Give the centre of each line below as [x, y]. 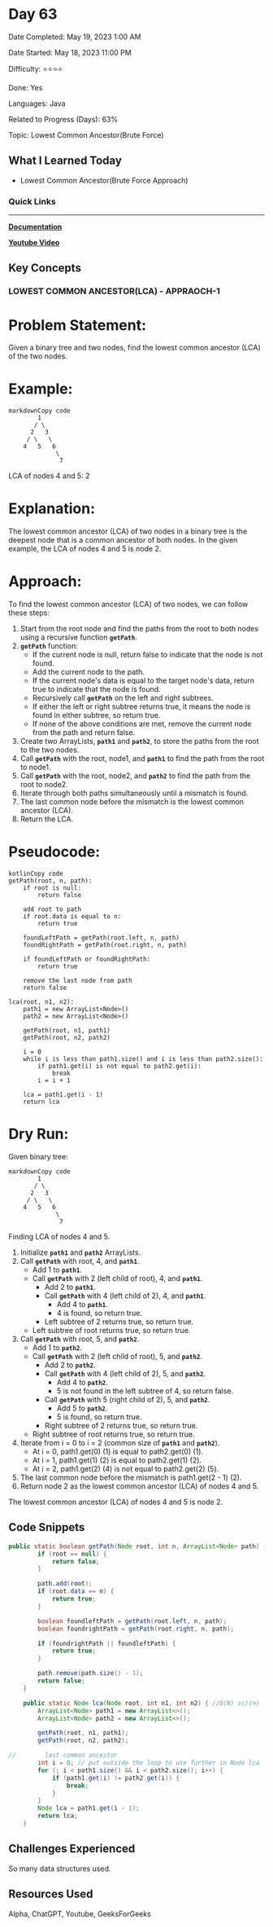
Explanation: [52, 509]
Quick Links [32, 201]
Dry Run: [39, 1134]
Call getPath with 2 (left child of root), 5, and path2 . [117, 1356]
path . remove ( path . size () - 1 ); [91, 1674]
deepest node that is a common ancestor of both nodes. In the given [123, 540]
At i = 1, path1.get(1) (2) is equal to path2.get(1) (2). [117, 1460]
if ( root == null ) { [72, 1554]
